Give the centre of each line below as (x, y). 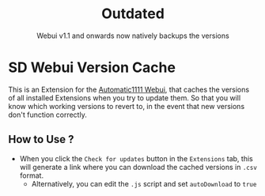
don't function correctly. (47, 115)
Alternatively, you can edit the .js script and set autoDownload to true (144, 183)
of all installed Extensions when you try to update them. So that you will (125, 98)
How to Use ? (41, 139)
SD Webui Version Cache (92, 68)
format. (32, 175)
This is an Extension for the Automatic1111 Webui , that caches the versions (129, 89)
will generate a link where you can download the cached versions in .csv (138, 167)
